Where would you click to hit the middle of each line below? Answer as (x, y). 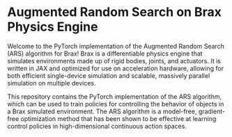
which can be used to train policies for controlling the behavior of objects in (116, 104)
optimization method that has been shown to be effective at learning (118, 118)
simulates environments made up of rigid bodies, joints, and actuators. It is (114, 61)
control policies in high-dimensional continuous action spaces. (97, 126)
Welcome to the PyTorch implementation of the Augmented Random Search (116, 46)
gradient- (212, 111)
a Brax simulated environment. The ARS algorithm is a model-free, (102, 111)
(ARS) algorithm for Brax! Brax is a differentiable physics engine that (105, 54)
